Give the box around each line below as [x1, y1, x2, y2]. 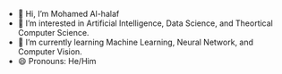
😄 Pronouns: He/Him [17, 56, 97, 66]
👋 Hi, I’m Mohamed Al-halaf [17, 9, 120, 19]
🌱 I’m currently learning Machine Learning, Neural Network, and [17, 37, 253, 47]
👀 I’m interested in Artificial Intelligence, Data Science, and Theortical [17, 18, 273, 29]
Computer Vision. [17, 46, 82, 57]
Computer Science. [17, 28, 90, 37]
